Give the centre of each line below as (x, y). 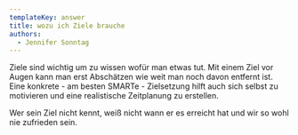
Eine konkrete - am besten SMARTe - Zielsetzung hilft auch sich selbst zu (144, 86)
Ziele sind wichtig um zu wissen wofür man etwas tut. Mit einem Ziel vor (141, 67)
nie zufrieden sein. (44, 123)
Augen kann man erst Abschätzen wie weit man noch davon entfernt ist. (141, 77)
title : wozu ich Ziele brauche (67, 26)
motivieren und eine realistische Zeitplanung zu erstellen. (114, 96)
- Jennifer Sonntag (53, 42)
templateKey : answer (48, 17)
